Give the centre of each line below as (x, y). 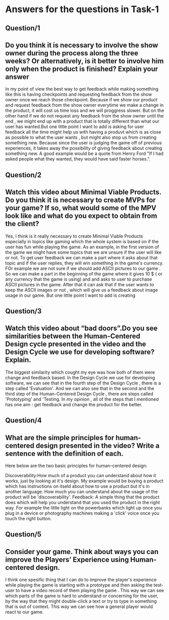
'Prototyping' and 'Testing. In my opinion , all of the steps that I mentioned (82, 399)
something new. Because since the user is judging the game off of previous (84, 143)
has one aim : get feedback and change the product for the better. (74, 404)
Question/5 (23, 535)
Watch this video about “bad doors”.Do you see (81, 328)
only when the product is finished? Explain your (82, 69)
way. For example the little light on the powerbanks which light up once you (84, 508)
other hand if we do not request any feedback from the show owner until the (84, 116)
